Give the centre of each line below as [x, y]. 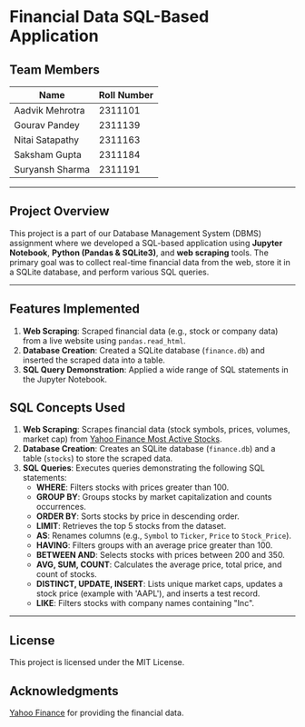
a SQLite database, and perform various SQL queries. [109, 272]
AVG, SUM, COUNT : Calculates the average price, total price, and [159, 564]
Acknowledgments [64, 691]
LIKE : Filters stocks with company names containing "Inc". [145, 603]
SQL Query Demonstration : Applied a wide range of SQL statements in [155, 369]
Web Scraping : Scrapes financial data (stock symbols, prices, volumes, [156, 430]
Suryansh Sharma [52, 169]
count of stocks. [66, 574]
